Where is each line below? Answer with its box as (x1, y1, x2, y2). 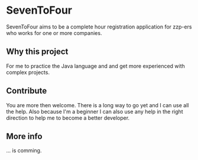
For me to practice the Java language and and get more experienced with (6, 62, 185, 69)
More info (6, 131, 43, 141)
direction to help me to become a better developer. (6, 114, 130, 121)
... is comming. (6, 147, 42, 154)
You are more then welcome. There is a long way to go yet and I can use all (6, 101, 189, 108)
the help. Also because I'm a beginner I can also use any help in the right (6, 108, 183, 115)
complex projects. (6, 69, 50, 76)
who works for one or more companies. (6, 29, 102, 36)
